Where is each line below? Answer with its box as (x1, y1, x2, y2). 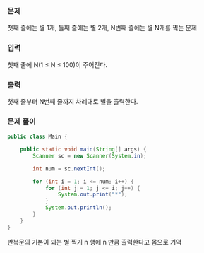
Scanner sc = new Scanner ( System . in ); (32, 152, 147, 160)
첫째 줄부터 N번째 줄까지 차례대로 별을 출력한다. (7, 97, 138, 105)
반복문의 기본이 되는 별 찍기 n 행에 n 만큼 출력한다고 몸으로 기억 (7, 237, 182, 246)
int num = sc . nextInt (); (32, 165, 106, 172)
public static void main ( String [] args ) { (20, 146, 147, 153)
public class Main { (7, 133, 68, 141)
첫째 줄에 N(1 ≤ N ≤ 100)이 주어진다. (7, 60, 108, 69)
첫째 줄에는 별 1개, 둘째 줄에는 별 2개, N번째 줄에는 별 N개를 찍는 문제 (7, 23, 198, 33)
